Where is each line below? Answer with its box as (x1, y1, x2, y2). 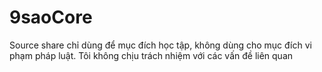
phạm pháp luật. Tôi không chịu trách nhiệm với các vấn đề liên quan (9, 49, 294, 61)
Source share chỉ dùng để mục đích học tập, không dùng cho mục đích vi (9, 39, 312, 51)
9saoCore (9, 6, 93, 29)
